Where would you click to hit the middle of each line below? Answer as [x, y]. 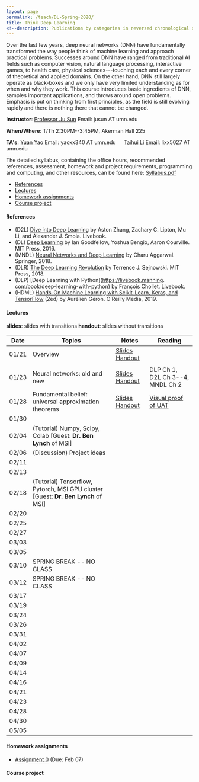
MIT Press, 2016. [35, 249]
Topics [71, 340]
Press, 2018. [30, 274]
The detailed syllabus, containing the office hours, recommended [86, 160]
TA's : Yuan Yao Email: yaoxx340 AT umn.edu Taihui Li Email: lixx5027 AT [98, 142]
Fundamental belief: [60, 394]
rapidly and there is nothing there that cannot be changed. [77, 108]
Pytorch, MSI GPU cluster [68, 489]
